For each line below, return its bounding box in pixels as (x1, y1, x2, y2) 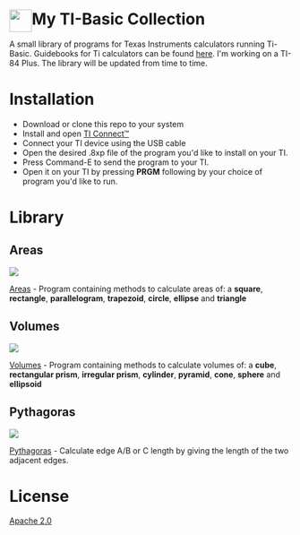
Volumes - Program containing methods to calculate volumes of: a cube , (9, 359, 278, 370)
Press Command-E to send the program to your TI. (21, 157, 210, 168)
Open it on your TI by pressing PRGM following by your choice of (21, 166, 262, 177)
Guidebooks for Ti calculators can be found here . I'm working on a (33, 47, 279, 58)
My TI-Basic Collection (31, 9, 206, 30)
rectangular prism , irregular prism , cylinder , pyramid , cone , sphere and (9, 368, 280, 380)
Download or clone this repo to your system (21, 118, 184, 129)
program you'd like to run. (21, 176, 118, 186)
